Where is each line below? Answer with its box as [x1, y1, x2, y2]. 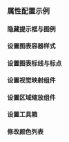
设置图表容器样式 [7, 42, 56, 50]
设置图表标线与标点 [7, 59, 62, 67]
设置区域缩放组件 [7, 93, 56, 101]
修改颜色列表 [7, 127, 43, 136]
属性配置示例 [7, 6, 50, 15]
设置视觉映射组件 [7, 76, 56, 85]
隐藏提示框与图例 [7, 24, 56, 33]
